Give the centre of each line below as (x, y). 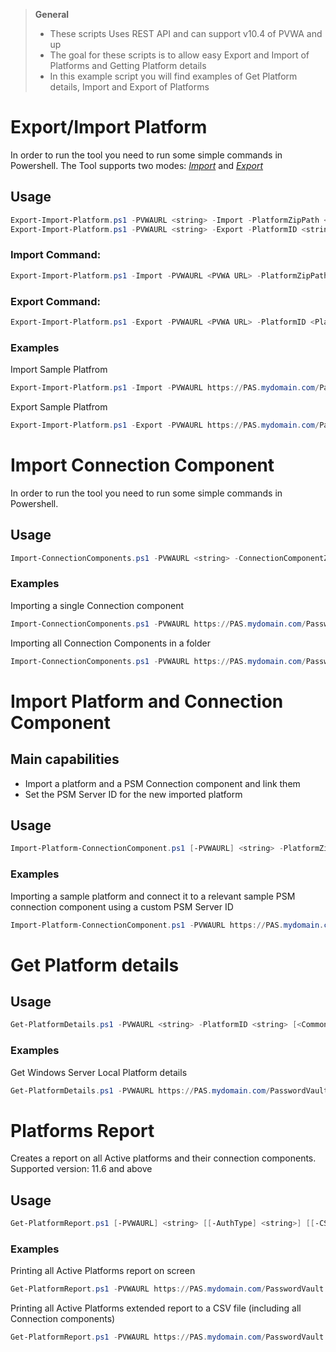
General (52, 14)
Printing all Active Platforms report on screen (103, 1271)
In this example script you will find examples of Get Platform (173, 76)
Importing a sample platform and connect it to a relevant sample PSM (153, 896)
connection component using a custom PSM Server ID (122, 906)
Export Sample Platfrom (59, 407)
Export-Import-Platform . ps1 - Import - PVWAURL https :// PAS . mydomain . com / (165, 388)
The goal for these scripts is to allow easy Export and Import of (179, 55)
